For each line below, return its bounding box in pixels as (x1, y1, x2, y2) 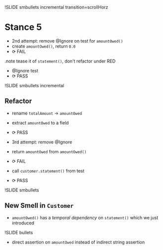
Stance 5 (4, 22, 42, 33)
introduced (11, 220, 35, 226)
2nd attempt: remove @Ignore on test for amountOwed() (11, 38, 123, 44)
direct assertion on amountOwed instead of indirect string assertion (11, 239, 145, 245)
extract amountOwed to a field (11, 120, 69, 125)
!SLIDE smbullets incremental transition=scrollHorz (4, 4, 109, 10)
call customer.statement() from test (11, 168, 85, 174)
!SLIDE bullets (4, 229, 33, 235)
